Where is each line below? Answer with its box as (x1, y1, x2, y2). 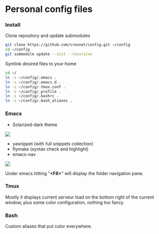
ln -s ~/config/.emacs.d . (5, 79, 61, 84)
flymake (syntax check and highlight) (12, 146, 89, 152)
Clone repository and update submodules (5, 32, 91, 38)
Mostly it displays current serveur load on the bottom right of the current (5, 194, 155, 200)
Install (5, 21, 21, 28)
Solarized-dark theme (12, 121, 57, 127)
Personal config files (5, 3, 93, 15)
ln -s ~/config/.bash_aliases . (5, 98, 72, 103)
